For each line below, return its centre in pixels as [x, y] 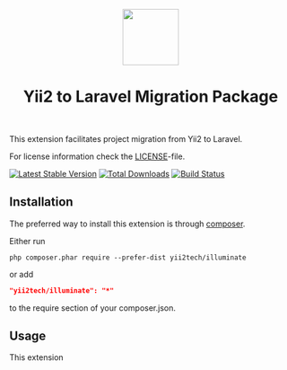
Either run [27, 241]
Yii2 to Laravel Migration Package [151, 97]
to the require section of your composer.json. [93, 308]
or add [22, 274]
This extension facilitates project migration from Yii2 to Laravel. [126, 138]
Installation [41, 202]
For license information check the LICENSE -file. [97, 156]
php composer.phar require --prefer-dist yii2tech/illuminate [128, 257]
